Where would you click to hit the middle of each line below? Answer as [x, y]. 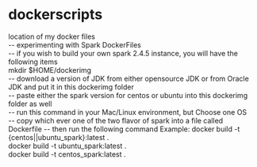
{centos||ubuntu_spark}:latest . [59, 137]
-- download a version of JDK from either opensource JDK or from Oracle [129, 78]
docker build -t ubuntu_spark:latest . [67, 146]
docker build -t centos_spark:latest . [67, 154]
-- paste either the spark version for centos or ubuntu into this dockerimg [128, 95]
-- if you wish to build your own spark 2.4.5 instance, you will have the [123, 53]
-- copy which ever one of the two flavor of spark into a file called [116, 120]
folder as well [30, 104]
